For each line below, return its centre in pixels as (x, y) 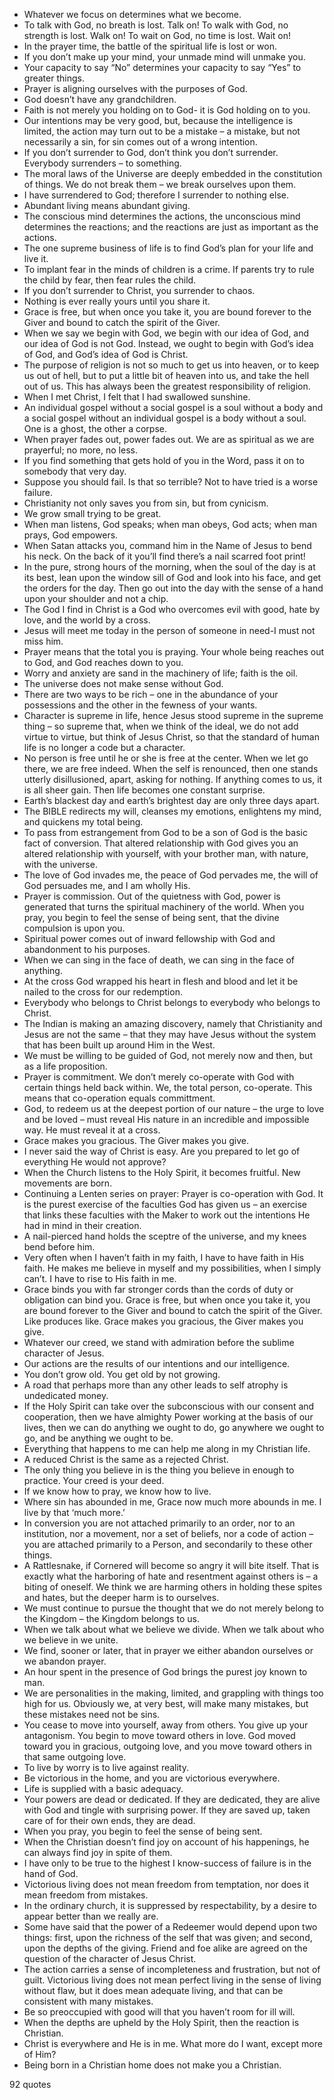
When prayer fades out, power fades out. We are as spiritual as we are (169, 439)
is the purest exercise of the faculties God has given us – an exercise (165, 1204)
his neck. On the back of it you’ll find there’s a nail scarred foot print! (164, 556)
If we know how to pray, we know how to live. (117, 1491)
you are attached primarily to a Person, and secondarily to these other (168, 1544)
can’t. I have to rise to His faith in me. (100, 1278)
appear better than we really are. (91, 1916)
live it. (36, 258)
